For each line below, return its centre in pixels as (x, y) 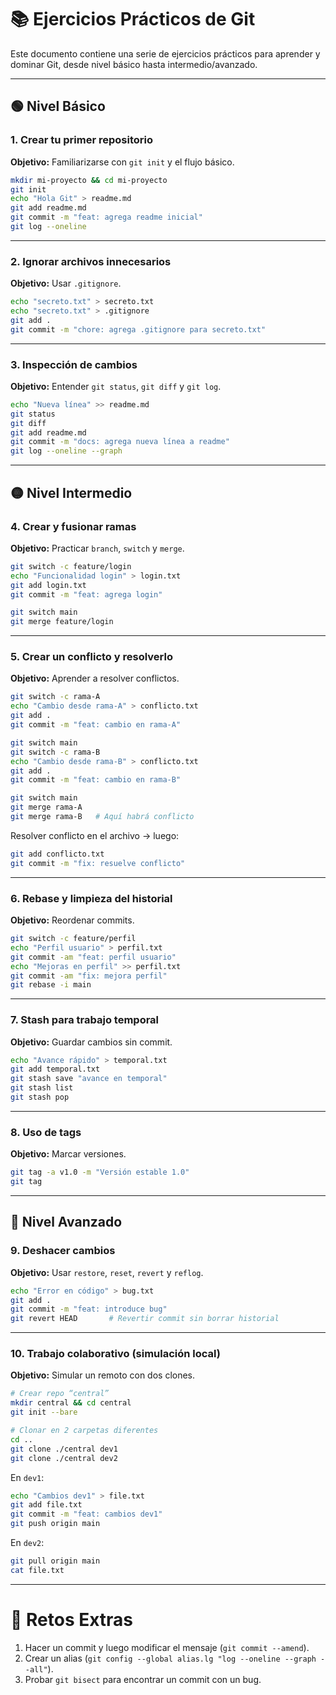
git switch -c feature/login (71, 566)
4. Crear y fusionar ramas (73, 526)
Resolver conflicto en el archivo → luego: (95, 835)
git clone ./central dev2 (64, 1458)
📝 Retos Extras (72, 1620)
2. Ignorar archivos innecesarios (91, 261)
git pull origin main (55, 1561)
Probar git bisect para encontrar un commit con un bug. (143, 1679)
